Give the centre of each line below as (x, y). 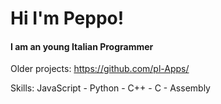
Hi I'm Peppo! (67, 18)
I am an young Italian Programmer (82, 46)
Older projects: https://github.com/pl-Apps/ (100, 69)
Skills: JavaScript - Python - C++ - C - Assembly (110, 88)
